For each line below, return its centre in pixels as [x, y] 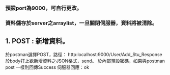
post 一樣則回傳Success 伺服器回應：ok [47, 67]
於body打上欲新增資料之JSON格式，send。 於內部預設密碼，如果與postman [85, 61]
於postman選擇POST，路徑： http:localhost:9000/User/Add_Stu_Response [84, 54]
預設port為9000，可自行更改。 [44, 8]
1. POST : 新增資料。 [37, 41]
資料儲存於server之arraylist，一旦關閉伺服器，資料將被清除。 [81, 23]
